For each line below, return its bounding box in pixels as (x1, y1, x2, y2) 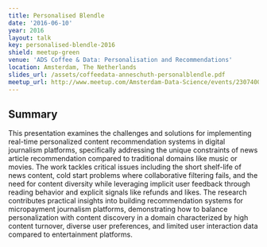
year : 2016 (8, 26, 44, 34)
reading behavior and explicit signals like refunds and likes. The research (8, 187, 247, 197)
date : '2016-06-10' (8, 19, 73, 27)
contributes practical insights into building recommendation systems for (8, 196, 244, 206)
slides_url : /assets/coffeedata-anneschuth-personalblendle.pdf (8, 71, 226, 79)
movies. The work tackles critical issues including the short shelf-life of (8, 162, 242, 172)
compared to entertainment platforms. (8, 230, 133, 239)
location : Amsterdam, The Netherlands (8, 64, 137, 71)
